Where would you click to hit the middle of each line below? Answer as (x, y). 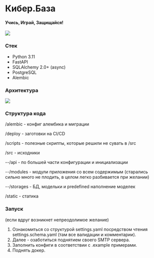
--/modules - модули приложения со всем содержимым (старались (77, 172)
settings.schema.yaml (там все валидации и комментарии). (74, 234)
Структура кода (25, 113)
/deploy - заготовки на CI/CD (35, 134)
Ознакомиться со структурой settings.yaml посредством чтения (80, 229)
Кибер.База (30, 9)
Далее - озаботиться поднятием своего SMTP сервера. (71, 240)
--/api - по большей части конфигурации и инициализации (66, 162)
